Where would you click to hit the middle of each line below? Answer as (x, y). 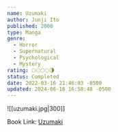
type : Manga (24, 32)
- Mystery (27, 64)
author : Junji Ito (33, 20)
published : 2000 (30, 26)
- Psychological (36, 58)
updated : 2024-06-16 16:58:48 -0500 (59, 89)
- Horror (26, 45)
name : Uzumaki (27, 13)
